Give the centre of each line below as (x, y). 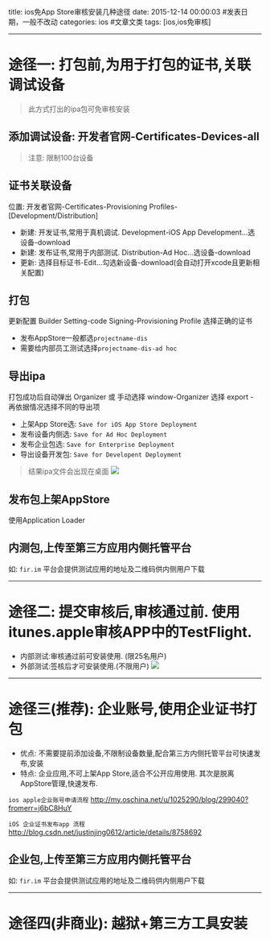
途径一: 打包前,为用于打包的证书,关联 (130, 65)
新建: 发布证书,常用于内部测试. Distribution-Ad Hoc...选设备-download (135, 252)
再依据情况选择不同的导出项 (54, 407)
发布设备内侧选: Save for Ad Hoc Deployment (93, 434)
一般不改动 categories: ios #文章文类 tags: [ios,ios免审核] (117, 22)
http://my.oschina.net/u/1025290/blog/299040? (170, 799)
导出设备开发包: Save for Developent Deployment (101, 454)
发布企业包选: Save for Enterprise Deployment (97, 445)
